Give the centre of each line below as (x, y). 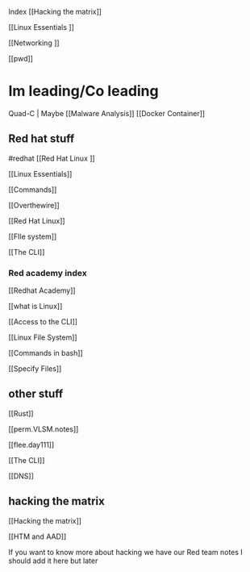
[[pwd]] (21, 58)
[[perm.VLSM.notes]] (44, 429)
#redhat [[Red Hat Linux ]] (52, 158)
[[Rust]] (21, 413)
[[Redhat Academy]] (42, 290)
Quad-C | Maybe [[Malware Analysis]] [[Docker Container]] (107, 113)
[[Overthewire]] (34, 205)
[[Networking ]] (34, 43)
